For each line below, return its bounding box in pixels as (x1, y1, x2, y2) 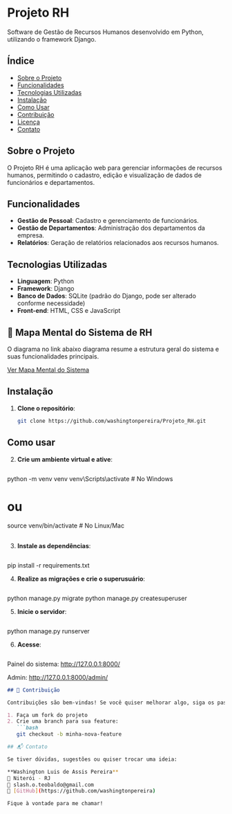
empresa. (17, 231, 45, 239)
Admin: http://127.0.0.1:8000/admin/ (7, 673, 108, 681)
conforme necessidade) (17, 299, 86, 307)
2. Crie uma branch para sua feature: (7, 718, 119, 725)
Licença (17, 118, 40, 126)
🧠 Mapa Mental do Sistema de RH (7, 327, 153, 338)
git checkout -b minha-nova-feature (16, 731, 122, 738)
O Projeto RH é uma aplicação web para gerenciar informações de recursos (7, 163, 222, 172)
